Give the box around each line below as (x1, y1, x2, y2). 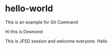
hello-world (5, 3, 54, 14)
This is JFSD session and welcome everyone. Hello (5, 38, 108, 44)
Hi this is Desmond (5, 28, 43, 34)
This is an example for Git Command (5, 19, 78, 25)
